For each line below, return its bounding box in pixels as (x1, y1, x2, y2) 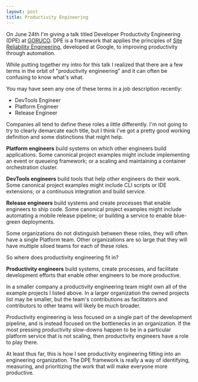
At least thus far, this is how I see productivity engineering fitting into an (6, 350, 181, 357)
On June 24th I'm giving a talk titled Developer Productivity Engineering (6, 30, 181, 37)
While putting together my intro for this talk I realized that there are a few (6, 61, 183, 68)
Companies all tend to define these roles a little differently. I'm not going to (6, 120, 188, 128)
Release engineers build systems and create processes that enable (6, 199, 171, 206)
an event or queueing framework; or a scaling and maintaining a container (6, 157, 186, 164)
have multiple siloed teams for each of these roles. (6, 242, 129, 249)
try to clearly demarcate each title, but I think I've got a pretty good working (6, 127, 190, 134)
